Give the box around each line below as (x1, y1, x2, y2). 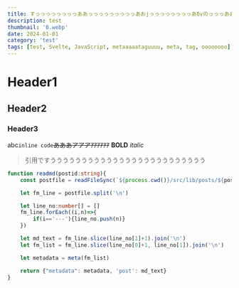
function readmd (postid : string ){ (7, 170, 107, 177)
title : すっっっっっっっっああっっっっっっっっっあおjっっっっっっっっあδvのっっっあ (7, 10, 230, 18)
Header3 (7, 124, 38, 134)
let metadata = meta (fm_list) (20, 254, 110, 262)
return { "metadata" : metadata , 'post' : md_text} (20, 267, 167, 274)
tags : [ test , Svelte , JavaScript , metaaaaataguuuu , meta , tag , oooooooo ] (7, 43, 231, 50)
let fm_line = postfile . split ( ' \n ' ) (20, 189, 129, 196)
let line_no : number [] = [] (20, 202, 100, 210)
